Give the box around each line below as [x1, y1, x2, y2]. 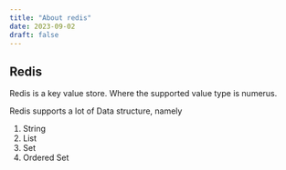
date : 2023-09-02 [9, 22, 76, 31]
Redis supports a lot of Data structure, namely [9, 105, 183, 116]
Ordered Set [22, 152, 69, 164]
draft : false [9, 30, 59, 39]
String [22, 124, 47, 135]
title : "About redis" [9, 13, 92, 23]
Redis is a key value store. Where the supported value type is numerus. [9, 88, 278, 99]
